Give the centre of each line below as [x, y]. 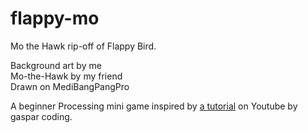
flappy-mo [55, 18]
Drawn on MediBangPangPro [70, 86]
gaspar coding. [41, 116]
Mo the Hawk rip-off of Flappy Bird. [83, 46]
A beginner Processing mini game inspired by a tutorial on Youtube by [154, 106]
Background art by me [56, 65]
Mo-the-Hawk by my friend [66, 76]
